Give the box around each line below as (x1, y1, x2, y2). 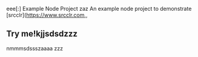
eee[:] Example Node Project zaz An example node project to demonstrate (6, 5, 192, 12)
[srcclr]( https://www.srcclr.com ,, (6, 11, 88, 19)
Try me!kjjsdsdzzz (6, 29, 78, 39)
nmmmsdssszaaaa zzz (6, 44, 64, 52)
